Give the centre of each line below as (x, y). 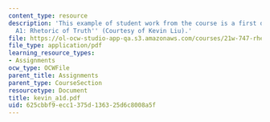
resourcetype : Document (48, 90)
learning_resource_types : (51, 53)
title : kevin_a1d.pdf (45, 98)
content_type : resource (48, 16)
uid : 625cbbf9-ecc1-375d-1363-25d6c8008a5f (82, 105)
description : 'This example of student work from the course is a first (133, 23)
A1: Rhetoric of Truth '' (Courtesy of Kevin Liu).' (104, 31)
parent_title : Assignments (53, 75)
